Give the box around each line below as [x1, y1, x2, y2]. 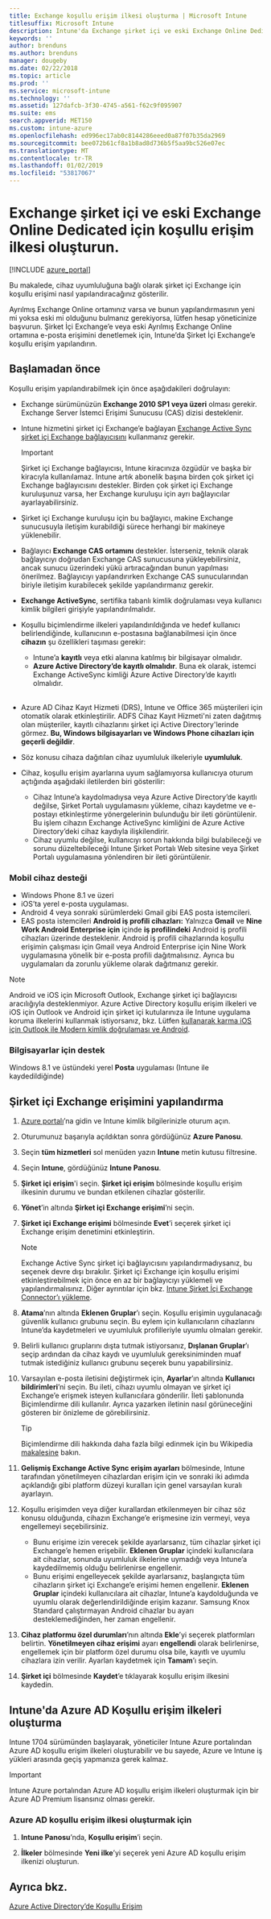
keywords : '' [9, 34, 53, 43]
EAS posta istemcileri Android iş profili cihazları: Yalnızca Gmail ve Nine [20, 916, 262, 926]
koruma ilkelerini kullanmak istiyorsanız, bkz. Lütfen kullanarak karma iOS [9, 1016, 253, 1026]
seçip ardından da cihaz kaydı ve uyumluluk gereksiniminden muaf [20, 1349, 242, 1359]
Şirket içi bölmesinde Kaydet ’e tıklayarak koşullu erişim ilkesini [20, 1672, 230, 1681]
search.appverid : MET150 [9, 117, 92, 125]
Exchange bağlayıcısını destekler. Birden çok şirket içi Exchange [20, 480, 233, 490]
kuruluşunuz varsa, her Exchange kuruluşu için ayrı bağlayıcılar [20, 488, 230, 498]
